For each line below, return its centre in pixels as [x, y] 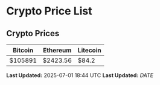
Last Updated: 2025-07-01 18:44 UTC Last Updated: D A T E [80, 75]
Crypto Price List [49, 11]
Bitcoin [23, 50]
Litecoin [89, 50]
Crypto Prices [33, 33]
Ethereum [57, 50]
